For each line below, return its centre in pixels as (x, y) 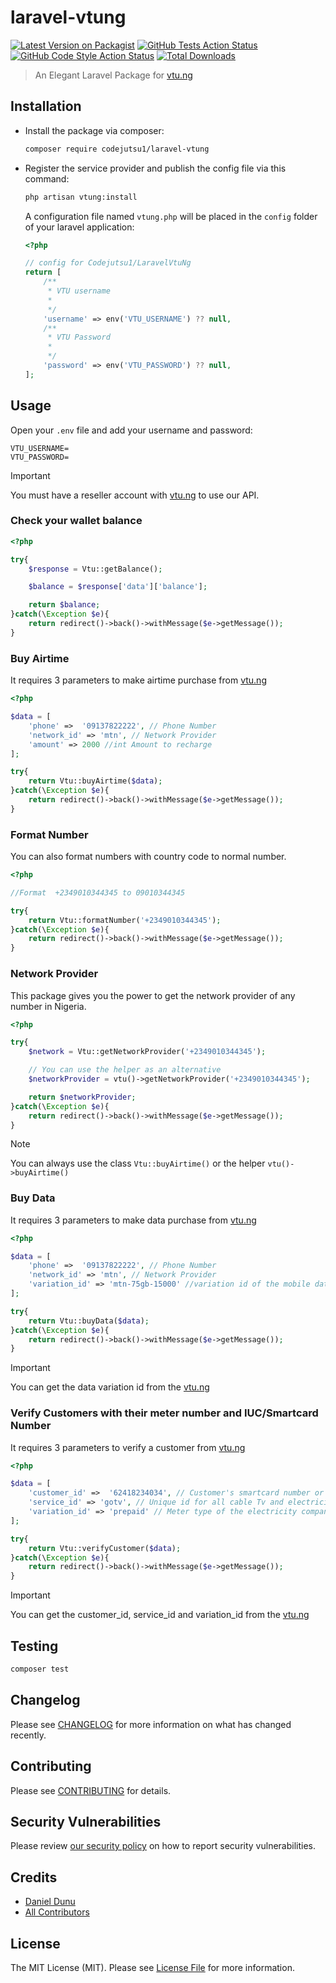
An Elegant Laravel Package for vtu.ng (113, 75)
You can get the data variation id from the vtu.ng (110, 1387)
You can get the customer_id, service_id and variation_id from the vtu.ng (160, 1615)
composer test (40, 1669)
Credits (34, 1877)
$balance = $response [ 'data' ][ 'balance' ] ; (118, 587)
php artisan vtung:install (81, 197)
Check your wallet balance (76, 521)
